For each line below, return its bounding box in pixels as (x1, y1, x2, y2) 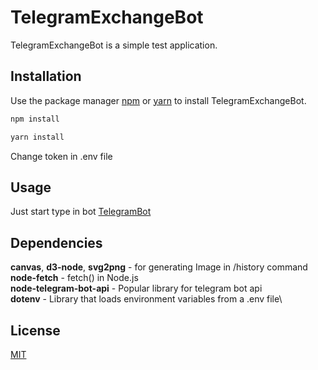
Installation (10, 68, 82, 85)
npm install (10, 114, 60, 124)
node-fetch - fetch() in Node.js (10, 272, 139, 284)
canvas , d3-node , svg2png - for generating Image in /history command (10, 261, 308, 273)
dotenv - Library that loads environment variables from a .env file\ (10, 293, 283, 305)
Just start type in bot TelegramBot (10, 206, 152, 218)
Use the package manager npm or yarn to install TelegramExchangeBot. (10, 94, 307, 106)
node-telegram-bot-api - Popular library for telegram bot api (10, 282, 263, 295)
